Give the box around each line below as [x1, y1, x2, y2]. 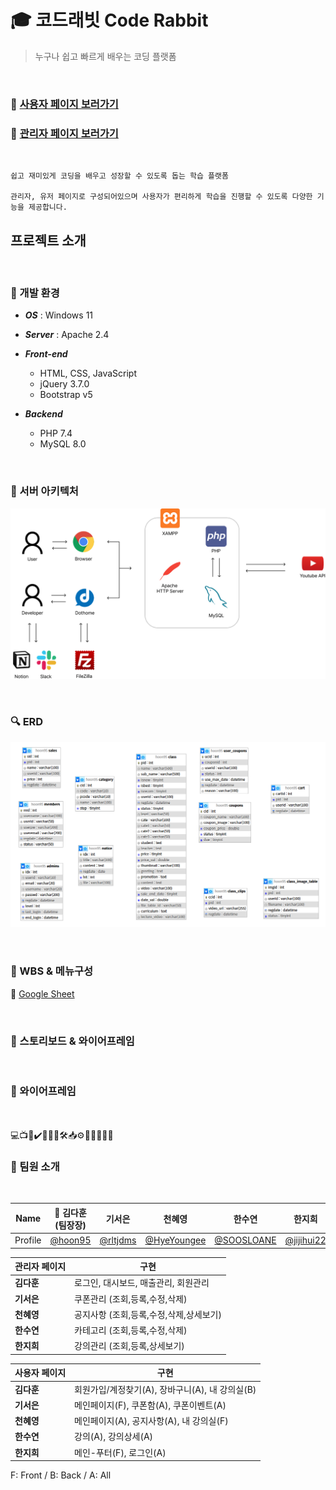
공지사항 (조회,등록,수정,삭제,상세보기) [74, 1308, 222, 1320]
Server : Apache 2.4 [24, 329, 110, 341]
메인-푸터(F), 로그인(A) [74, 1446, 167, 1458]
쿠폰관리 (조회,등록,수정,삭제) [74, 1292, 188, 1305]
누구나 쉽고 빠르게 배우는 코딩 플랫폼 [34, 50, 177, 62]
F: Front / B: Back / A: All [10, 1469, 112, 1481]
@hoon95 [49, 1234, 92, 1246]
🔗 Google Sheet [10, 987, 75, 1000]
